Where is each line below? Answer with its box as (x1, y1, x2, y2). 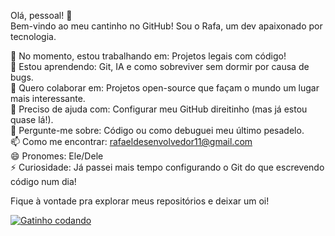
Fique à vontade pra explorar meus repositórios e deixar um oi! (10, 195, 270, 207)
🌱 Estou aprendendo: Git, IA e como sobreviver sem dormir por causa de (10, 61, 310, 72)
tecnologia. (10, 31, 57, 42)
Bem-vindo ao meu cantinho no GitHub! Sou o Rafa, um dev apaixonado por (10, 20, 323, 32)
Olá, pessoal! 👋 (10, 10, 73, 21)
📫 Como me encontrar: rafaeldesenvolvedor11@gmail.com (10, 136, 253, 147)
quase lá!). (10, 114, 54, 125)
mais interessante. (10, 93, 86, 104)
